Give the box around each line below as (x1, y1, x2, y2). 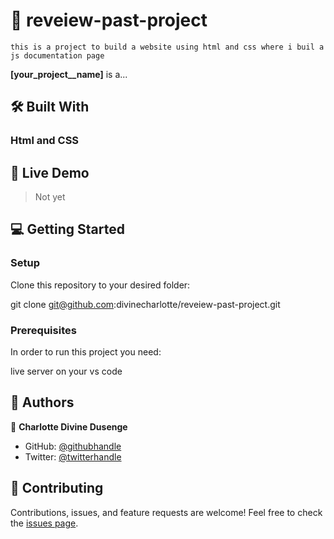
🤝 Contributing (10, 480, 104, 497)
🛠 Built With (10, 99, 90, 116)
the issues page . (10, 517, 79, 529)
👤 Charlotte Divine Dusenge (10, 420, 128, 433)
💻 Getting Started (10, 221, 125, 238)
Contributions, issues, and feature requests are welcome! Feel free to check (10, 506, 323, 518)
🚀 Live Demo (10, 164, 90, 181)
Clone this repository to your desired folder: (10, 279, 191, 291)
